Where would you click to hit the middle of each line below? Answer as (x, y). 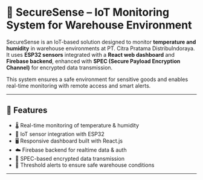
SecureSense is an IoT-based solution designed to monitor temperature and (101, 42)
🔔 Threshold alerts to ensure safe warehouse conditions (85, 165)
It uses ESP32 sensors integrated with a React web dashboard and (91, 54)
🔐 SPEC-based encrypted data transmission (70, 158)
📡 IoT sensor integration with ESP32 (60, 134)
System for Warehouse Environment (99, 25)
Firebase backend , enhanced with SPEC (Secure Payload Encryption (93, 61)
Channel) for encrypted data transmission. (60, 67)
